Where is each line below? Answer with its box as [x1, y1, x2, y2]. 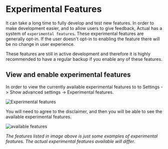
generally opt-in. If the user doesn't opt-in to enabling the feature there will [5, 36, 160, 42]
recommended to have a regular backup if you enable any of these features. [5, 56, 162, 62]
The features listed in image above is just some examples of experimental [5, 133, 158, 139]
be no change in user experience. [5, 41, 75, 47]
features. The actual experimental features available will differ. [5, 138, 135, 144]
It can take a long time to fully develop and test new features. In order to [5, 20, 154, 26]
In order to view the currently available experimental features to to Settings [5, 84, 160, 90]
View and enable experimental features [5, 71, 131, 79]
